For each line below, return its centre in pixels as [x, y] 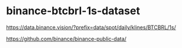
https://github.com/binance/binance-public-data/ [66, 39]
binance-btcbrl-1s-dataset [73, 11]
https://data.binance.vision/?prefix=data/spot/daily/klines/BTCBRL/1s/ [91, 27]
